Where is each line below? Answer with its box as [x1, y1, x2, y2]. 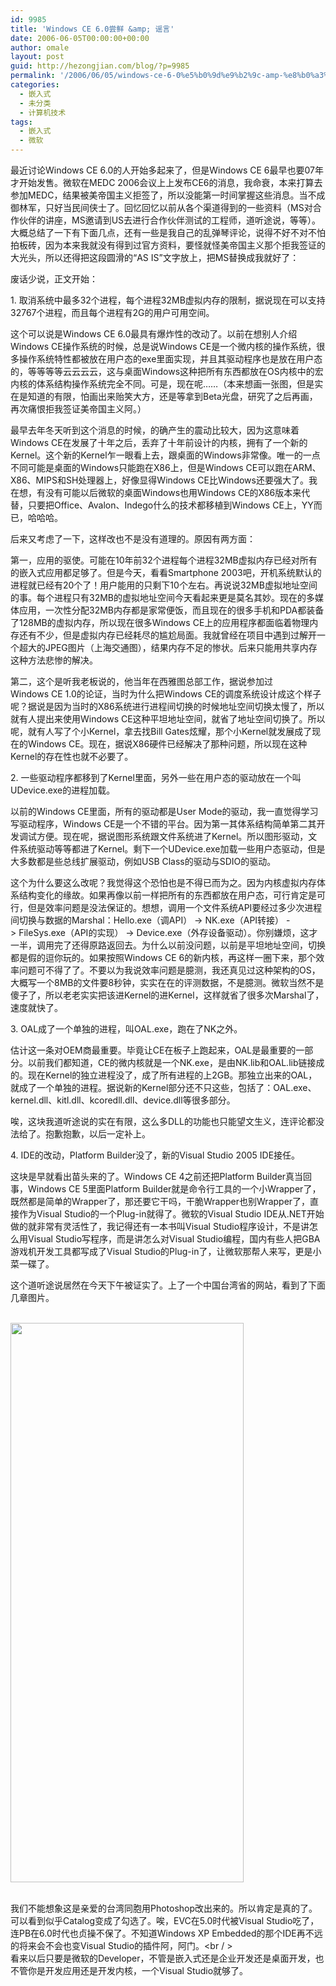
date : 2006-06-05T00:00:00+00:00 [10, 33, 150, 43]
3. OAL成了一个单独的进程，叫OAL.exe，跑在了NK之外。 [10, 1023, 243, 1035]
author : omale [10, 42, 70, 53]
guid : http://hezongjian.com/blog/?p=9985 [10, 61, 190, 71]
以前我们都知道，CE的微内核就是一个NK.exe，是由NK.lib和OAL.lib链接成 [27, 1057, 325, 1068]
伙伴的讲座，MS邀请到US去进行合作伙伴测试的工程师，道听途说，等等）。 [18, 214, 322, 226]
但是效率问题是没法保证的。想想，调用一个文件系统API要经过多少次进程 [27, 902, 323, 913]
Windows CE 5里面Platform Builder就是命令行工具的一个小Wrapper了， [27, 1183, 322, 1195]
